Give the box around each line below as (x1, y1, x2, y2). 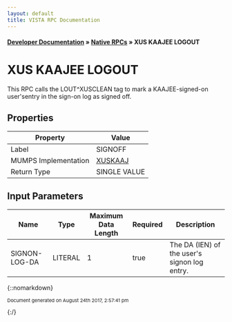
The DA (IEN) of (169, 240, 221, 249)
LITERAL (52, 253, 81, 263)
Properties (7, 112, 54, 124)
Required (132, 219, 164, 229)
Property (35, 133, 66, 142)
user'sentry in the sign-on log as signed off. (7, 93, 132, 101)
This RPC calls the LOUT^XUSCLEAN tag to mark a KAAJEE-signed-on (7, 85, 209, 93)
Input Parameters (7, 191, 84, 202)
